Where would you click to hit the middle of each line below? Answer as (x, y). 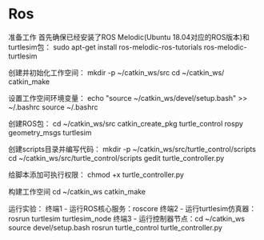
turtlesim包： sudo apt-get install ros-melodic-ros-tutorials (105, 47)
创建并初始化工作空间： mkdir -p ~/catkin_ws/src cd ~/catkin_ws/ (116, 72)
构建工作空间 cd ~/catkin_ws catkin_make (77, 191)
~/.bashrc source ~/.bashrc (53, 107)
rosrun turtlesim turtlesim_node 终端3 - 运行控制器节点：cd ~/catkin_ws (127, 218)
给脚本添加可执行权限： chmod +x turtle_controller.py (96, 174)
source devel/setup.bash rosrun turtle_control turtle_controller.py (115, 227)
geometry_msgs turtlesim (50, 132)
